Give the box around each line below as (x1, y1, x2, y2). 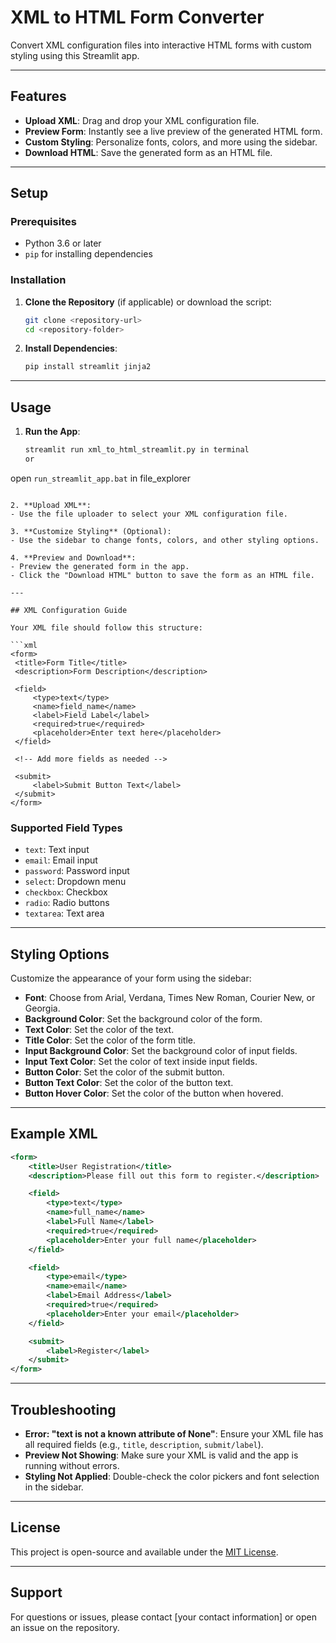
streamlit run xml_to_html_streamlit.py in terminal (24, 445, 250, 455)
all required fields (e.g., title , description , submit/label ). (24, 1439, 264, 1451)
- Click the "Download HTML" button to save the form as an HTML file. (10, 570, 315, 580)
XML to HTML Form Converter (10, 6, 265, 29)
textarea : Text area (24, 907, 105, 920)
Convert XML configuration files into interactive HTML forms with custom (10, 39, 312, 51)
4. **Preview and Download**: (10, 552, 137, 563)
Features (10, 88, 67, 105)
